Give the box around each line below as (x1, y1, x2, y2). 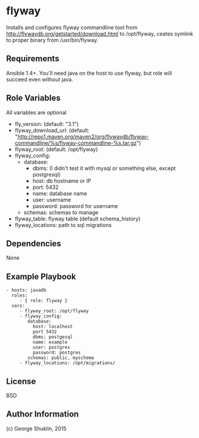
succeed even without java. (6, 75, 73, 83)
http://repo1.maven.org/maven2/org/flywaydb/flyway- (17, 133, 150, 140)
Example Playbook (6, 272, 76, 282)
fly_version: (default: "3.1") (14, 120, 79, 127)
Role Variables (6, 93, 61, 103)
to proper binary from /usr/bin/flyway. (6, 36, 99, 43)
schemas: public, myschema (27, 355, 94, 361)
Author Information (6, 409, 79, 420)
